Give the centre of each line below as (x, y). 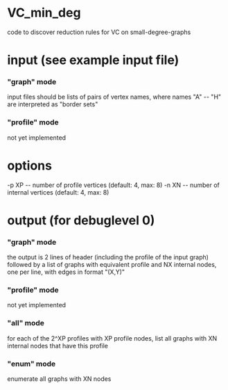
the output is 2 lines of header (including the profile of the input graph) (108, 257)
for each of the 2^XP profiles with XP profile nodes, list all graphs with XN (112, 338)
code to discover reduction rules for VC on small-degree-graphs (99, 32)
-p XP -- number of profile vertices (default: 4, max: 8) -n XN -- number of (113, 185)
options (29, 165)
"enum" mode (32, 364)
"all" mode (26, 323)
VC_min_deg (44, 13)
